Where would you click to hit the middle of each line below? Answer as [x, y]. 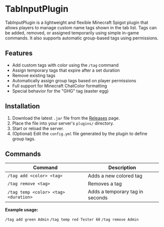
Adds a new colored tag [115, 176]
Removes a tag [105, 184]
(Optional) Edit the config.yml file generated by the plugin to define [80, 133]
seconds [98, 198]
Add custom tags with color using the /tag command [65, 65]
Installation [22, 106]
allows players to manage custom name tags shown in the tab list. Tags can [81, 27]
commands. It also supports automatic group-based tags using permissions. [82, 38]
